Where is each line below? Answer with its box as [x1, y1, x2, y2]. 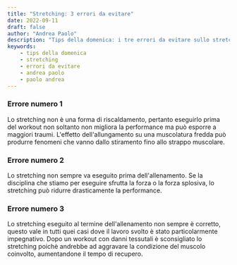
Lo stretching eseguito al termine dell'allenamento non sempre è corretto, [7, 220, 221, 228]
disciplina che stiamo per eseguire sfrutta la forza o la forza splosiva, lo [7, 178, 215, 187]
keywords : [7, 43, 37, 50]
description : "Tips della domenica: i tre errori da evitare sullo [7, 37, 210, 44]
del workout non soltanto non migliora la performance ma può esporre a [7, 123, 217, 131]
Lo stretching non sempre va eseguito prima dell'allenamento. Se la [7, 171, 203, 180]
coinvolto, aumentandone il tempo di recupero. [7, 249, 143, 258]
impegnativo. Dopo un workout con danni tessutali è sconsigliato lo [7, 235, 202, 243]
